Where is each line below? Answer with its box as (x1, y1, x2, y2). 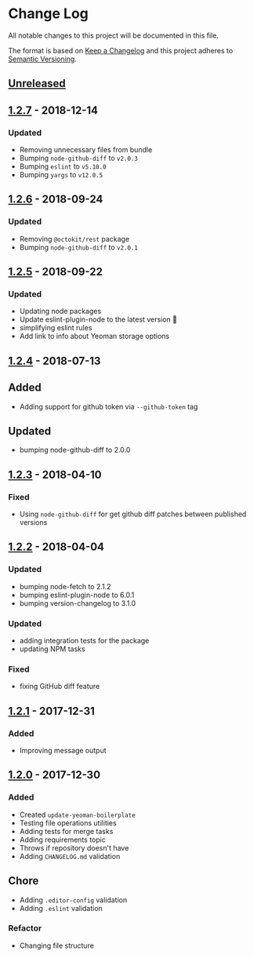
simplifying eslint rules (19, 323, 93, 333)
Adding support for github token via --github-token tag (19, 402, 198, 411)
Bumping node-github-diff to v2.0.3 (19, 154, 139, 163)
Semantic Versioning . (8, 54, 77, 64)
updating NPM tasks (19, 644, 85, 654)
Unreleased (8, 77, 67, 90)
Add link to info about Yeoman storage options (19, 331, 170, 341)
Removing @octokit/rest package (19, 234, 130, 243)
